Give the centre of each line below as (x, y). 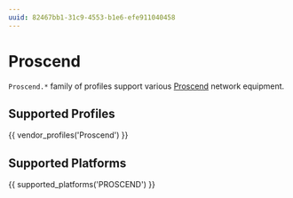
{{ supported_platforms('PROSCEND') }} (82, 185)
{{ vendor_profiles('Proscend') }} (68, 135)
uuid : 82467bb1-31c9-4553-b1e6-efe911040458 (92, 17)
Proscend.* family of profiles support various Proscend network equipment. (146, 86)
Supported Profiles (62, 113)
